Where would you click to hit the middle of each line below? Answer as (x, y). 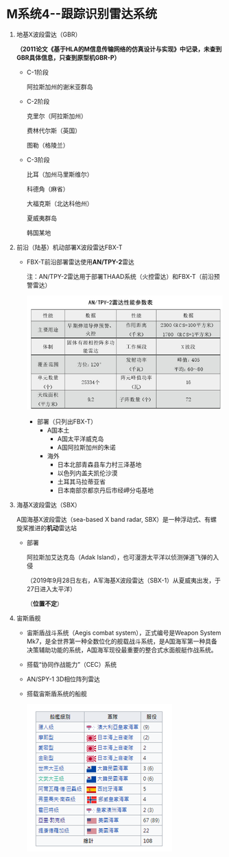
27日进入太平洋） (51, 589)
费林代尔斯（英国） (54, 130)
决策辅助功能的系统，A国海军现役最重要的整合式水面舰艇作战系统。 (122, 650)
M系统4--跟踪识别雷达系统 (82, 14)
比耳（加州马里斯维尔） (60, 174)
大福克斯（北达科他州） (60, 203)
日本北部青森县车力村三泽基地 (99, 464)
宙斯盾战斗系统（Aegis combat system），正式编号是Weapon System (124, 632)
